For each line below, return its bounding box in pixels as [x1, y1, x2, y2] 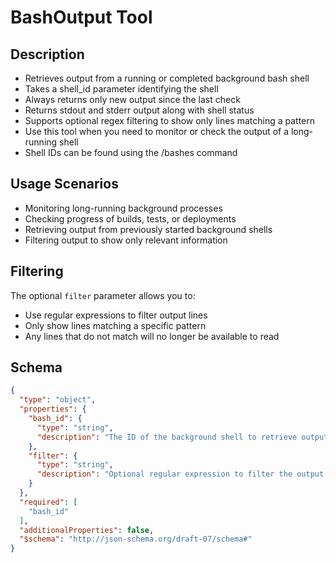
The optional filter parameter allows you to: [10, 289, 196, 301]
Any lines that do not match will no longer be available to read [24, 330, 280, 342]
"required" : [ [19, 497, 78, 507]
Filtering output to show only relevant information [24, 234, 228, 246]
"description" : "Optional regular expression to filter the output [36, 469, 325, 480]
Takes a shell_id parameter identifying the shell [24, 83, 219, 95]
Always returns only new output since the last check [24, 94, 241, 105]
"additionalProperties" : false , [19, 525, 155, 535]
